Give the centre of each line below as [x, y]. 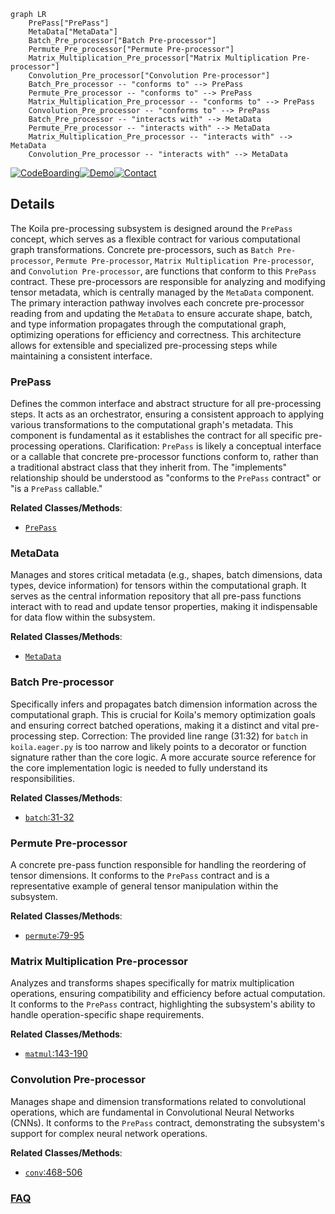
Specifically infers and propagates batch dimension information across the [164, 704]
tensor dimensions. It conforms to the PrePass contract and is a [140, 875]
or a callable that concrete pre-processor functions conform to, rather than [164, 457]
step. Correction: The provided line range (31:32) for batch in [183, 736]
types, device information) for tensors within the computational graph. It [158, 586]
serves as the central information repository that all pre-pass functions [156, 596]
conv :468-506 [53, 1172]
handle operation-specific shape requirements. [107, 1015]
